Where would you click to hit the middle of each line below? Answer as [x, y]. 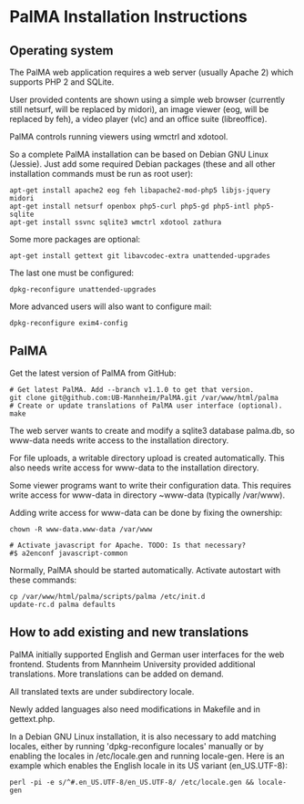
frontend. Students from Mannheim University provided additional [132, 664]
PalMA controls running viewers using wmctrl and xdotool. [119, 137]
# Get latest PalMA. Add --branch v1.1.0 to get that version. [132, 389]
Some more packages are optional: [75, 239]
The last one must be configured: [72, 273]
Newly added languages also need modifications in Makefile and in [135, 709]
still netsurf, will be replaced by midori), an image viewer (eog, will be [139, 109]
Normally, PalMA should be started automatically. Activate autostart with [145, 570]
